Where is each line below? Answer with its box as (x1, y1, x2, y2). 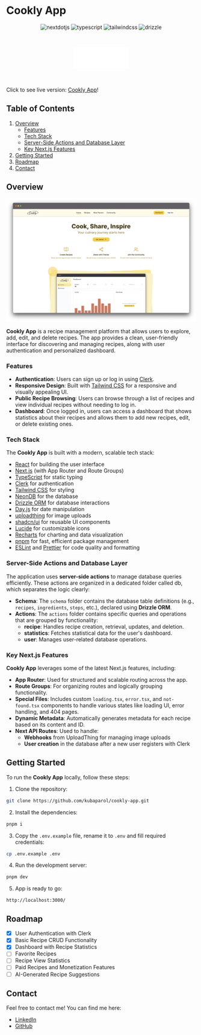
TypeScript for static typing (14, 474, 83, 481)
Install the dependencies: (14, 808, 78, 816)
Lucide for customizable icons (14, 525, 90, 532)
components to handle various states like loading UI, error (41, 702, 185, 709)
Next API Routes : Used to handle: (14, 728, 99, 735)
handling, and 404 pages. (14, 708, 79, 716)
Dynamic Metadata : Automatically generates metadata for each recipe (14, 715, 191, 722)
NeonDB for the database (14, 492, 78, 500)
